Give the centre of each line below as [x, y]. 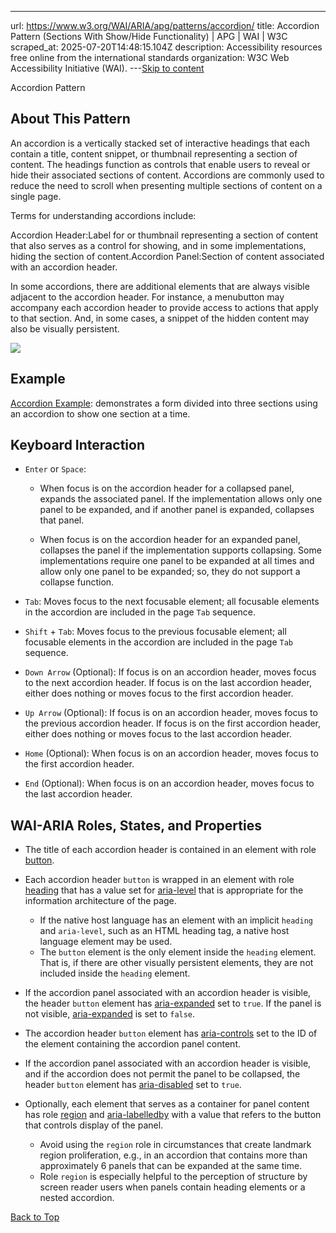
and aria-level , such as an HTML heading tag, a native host [164, 931]
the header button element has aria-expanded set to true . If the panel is [173, 1003]
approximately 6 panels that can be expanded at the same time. [171, 1166]
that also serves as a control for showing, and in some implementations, [158, 245]
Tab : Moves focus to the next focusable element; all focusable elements [172, 602]
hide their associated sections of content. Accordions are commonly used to [167, 175]
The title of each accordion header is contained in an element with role [170, 850]
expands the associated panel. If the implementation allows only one [181, 499]
